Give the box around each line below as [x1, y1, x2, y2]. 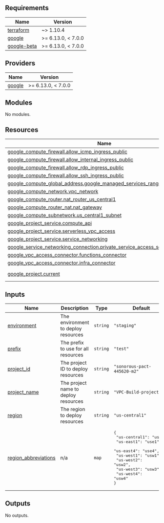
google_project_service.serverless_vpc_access [7, 228, 116, 235]
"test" [114, 346, 129, 351]
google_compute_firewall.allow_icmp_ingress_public [7, 149, 128, 155]
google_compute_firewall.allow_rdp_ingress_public [7, 164, 124, 171]
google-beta [7, 43, 37, 49]
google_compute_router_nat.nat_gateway [7, 204, 102, 211]
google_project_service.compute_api [7, 220, 92, 227]
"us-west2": [116, 458, 143, 463]
